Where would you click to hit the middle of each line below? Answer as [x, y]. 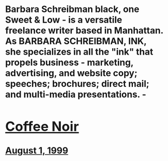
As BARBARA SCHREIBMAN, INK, [76, 41]
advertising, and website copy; [71, 73]
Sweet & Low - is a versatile [64, 20]
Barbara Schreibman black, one [72, 9]
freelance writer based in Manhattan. [84, 31]
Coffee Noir [42, 126]
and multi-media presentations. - [76, 95]
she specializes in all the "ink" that [79, 52]
